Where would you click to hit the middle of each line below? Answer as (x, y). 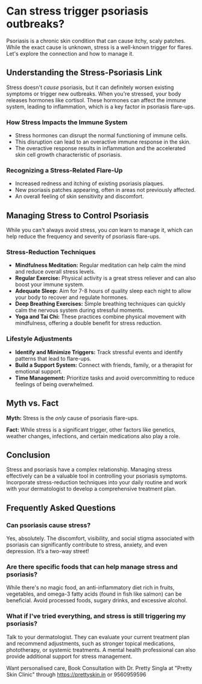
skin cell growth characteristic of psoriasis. (68, 155)
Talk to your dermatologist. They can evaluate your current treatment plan (98, 637)
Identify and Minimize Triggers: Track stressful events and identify (99, 352)
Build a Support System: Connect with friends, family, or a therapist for (104, 365)
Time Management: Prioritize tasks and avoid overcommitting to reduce (105, 378)
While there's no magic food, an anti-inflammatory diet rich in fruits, (90, 588)
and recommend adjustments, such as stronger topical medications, (91, 643)
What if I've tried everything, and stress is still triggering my (96, 616)
